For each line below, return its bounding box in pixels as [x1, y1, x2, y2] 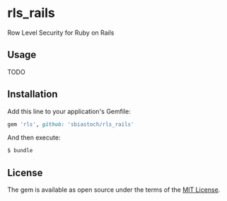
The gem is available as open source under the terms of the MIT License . [7, 185, 221, 194]
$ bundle [7, 147, 33, 154]
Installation [7, 88, 58, 100]
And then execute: [7, 133, 61, 142]
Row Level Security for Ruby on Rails [7, 28, 115, 37]
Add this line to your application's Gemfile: [7, 107, 131, 115]
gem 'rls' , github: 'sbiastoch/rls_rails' [7, 120, 134, 128]
